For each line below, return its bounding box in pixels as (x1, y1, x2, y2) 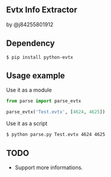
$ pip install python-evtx (6, 54, 73, 60)
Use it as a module (6, 87, 52, 94)
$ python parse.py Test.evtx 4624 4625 (6, 132, 106, 138)
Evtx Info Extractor (6, 5, 78, 15)
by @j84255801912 (6, 20, 54, 28)
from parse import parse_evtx (6, 98, 82, 104)
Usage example (6, 70, 66, 81)
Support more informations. (14, 164, 83, 171)
